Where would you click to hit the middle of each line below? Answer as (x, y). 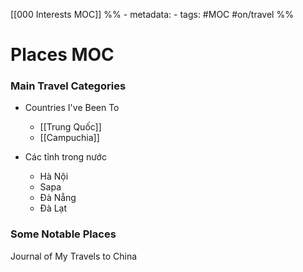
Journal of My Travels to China (74, 256)
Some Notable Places (63, 234)
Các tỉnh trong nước (65, 157)
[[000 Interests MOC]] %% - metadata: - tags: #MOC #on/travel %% (152, 14)
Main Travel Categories (68, 86)
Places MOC (62, 55)
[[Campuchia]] (69, 138)
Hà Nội (54, 176)
